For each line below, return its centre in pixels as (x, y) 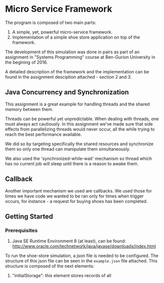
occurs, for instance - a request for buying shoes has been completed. (76, 201)
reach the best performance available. (44, 134)
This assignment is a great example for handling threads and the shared (78, 104)
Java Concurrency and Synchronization (67, 92)
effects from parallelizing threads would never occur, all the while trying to (80, 129)
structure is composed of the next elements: (50, 266)
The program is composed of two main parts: (51, 22)
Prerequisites (21, 230)
